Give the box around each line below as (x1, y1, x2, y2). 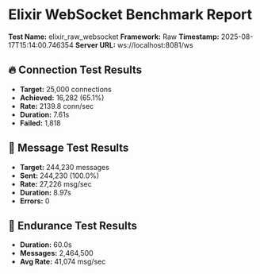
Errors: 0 (19, 196, 50, 206)
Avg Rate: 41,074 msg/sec (19, 257, 106, 267)
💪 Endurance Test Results (8, 218, 137, 232)
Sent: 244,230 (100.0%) (19, 171, 100, 180)
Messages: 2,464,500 (19, 249, 94, 258)
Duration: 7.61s (19, 110, 70, 119)
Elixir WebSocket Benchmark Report (8, 6, 253, 24)
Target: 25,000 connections (19, 84, 113, 94)
